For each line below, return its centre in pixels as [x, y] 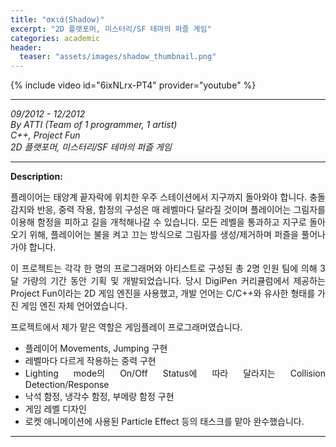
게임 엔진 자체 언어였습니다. [74, 306]
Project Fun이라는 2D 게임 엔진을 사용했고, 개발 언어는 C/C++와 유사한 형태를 [163, 293]
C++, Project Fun [45, 135]
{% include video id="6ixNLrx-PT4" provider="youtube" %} [133, 85]
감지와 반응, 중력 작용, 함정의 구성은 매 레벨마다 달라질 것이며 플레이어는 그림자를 [168, 210]
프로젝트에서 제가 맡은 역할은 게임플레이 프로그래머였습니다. [126, 327]
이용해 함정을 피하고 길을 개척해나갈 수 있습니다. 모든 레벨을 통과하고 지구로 [158, 222]
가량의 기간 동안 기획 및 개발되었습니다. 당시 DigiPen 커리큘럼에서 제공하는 [174, 281]
